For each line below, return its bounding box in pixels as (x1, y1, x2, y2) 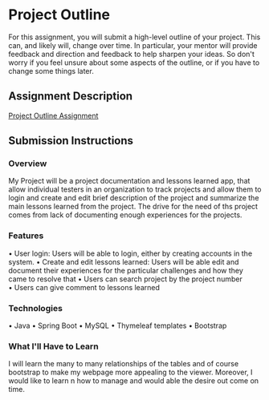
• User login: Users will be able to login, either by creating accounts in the (8, 248, 253, 258)
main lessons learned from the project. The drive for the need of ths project (8, 202, 259, 212)
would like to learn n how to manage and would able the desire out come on (8, 376, 259, 386)
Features (8, 230, 44, 241)
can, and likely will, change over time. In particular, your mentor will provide (8, 40, 259, 50)
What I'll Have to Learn (8, 341, 99, 352)
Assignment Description (8, 90, 133, 103)
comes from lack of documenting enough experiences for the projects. (8, 210, 243, 220)
